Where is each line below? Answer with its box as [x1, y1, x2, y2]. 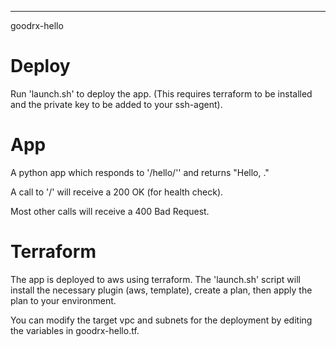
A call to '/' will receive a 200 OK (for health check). [10, 186, 224, 198]
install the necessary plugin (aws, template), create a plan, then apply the [10, 284, 313, 296]
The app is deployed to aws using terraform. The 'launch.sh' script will [10, 273, 301, 285]
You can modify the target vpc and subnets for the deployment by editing [10, 314, 313, 326]
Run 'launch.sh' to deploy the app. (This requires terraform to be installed [10, 87, 313, 100]
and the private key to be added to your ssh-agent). [10, 98, 223, 110]
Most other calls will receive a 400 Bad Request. [10, 205, 210, 217]
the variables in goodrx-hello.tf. [10, 324, 140, 336]
